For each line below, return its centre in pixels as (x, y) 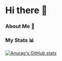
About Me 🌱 (20, 26)
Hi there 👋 (26, 10)
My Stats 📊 (20, 40)
